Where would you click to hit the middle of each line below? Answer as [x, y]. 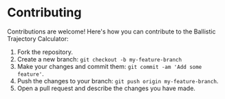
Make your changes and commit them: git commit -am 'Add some [109, 66]
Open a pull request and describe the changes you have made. [106, 88]
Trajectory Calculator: [38, 38]
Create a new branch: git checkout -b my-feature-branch [99, 59]
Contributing [44, 13]
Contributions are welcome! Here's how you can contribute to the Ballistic [111, 31]
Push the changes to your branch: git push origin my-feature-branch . [118, 81]
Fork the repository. [45, 52]
